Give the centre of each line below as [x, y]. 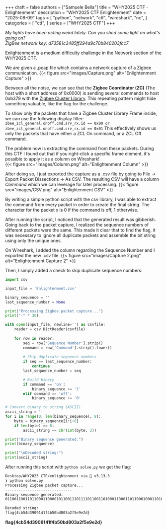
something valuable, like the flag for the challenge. [57, 104]
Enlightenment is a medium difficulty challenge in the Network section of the [83, 53]
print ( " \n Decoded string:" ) [34, 453]
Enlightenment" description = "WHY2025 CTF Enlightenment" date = [76, 12]
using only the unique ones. [34, 241]
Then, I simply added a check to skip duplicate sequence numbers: [74, 270]
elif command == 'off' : [47, 394]
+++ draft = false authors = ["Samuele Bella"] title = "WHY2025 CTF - [77, 7]
